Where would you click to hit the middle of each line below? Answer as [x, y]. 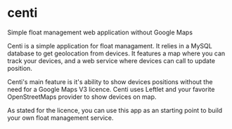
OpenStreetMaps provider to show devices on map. [82, 97]
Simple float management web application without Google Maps [100, 32]
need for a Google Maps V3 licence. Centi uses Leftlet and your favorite [111, 89]
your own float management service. [60, 118]
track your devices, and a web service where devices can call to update [111, 60]
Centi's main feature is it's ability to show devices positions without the [110, 81]
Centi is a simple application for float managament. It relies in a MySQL [110, 46]
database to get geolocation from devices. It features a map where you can [116, 53]
